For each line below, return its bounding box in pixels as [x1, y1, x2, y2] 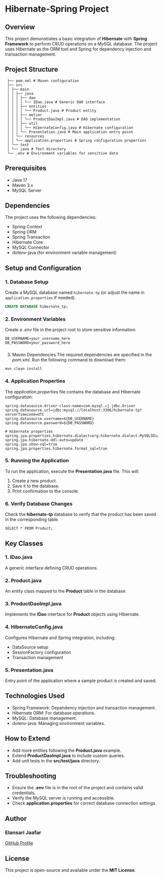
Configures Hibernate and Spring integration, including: [5, 635, 116, 641]
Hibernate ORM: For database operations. [12, 710, 96, 716]
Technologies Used [5, 692, 65, 700]
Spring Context [12, 224, 43, 230]
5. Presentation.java [5, 666, 53, 673]
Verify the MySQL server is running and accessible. [12, 795, 115, 801]
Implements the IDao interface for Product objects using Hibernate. [5, 611, 140, 617]
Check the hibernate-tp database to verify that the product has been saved [5, 511, 157, 517]
